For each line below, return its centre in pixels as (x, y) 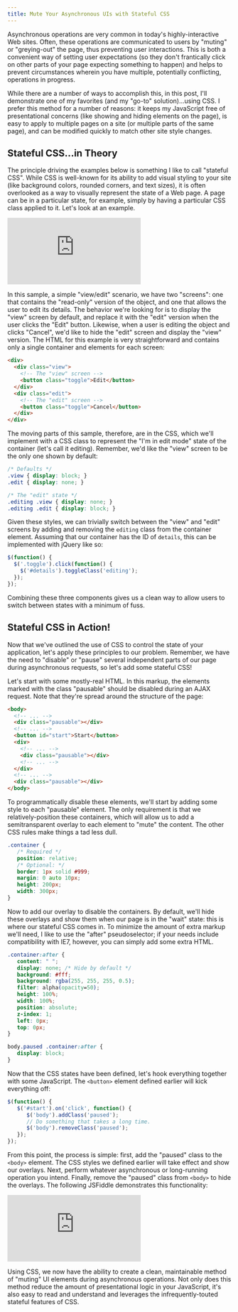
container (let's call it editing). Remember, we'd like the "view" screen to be (118, 449)
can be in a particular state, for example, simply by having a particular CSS (117, 200)
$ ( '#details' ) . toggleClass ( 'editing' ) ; (79, 571)
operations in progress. (42, 80)
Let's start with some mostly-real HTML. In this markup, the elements (109, 681)
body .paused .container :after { (55, 1047)
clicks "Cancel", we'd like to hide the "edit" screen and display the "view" (115, 332)
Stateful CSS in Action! (59, 628)
